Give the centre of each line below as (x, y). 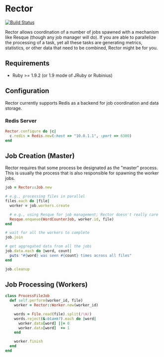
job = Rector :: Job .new (28, 187)
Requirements (27, 63)
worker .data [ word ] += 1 (44, 328)
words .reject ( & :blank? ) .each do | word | (55, 319)
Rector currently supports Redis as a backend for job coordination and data (82, 103)
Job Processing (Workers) (47, 284)
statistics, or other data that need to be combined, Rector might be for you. (82, 48)
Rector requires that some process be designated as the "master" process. (82, 168)
